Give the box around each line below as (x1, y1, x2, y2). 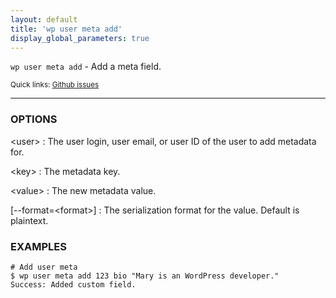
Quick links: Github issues (10, 80, 100, 90)
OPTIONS (10, 112, 58, 126)
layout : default (10, 14, 78, 25)
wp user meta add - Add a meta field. (10, 61, 162, 73)
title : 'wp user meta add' (10, 24, 123, 34)
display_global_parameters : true (10, 33, 150, 43)
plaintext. (10, 214, 49, 226)
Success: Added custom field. (10, 279, 137, 290)
